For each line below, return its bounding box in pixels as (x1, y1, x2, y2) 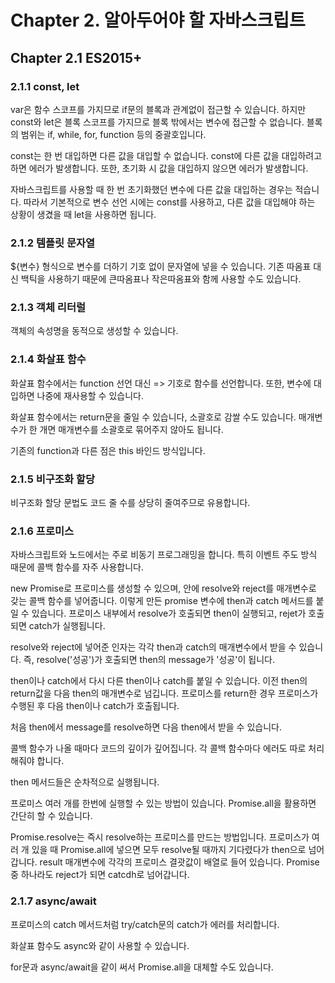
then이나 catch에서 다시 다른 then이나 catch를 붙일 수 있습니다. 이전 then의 (10, 675, 308, 687)
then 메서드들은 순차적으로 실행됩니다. (10, 776, 160, 788)
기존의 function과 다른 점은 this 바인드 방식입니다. (10, 444, 206, 456)
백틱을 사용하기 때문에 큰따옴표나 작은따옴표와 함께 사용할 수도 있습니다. (20, 273, 302, 285)
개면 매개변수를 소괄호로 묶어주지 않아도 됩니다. (39, 423, 224, 435)
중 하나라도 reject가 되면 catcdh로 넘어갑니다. (10, 869, 190, 881)
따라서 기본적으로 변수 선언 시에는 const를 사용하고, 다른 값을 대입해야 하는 (23, 196, 316, 208)
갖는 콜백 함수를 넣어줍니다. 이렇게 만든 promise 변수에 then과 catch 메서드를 (10, 595, 314, 607)
